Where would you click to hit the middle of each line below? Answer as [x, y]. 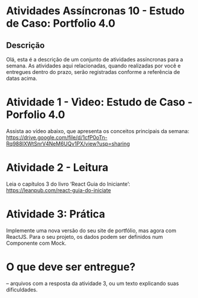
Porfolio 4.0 [36, 115]
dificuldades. [22, 289]
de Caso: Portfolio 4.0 [61, 23]
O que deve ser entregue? [71, 267]
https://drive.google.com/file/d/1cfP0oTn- [57, 137]
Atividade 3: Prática [56, 214]
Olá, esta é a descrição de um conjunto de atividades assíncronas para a [95, 59]
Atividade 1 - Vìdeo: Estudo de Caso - [99, 102]
